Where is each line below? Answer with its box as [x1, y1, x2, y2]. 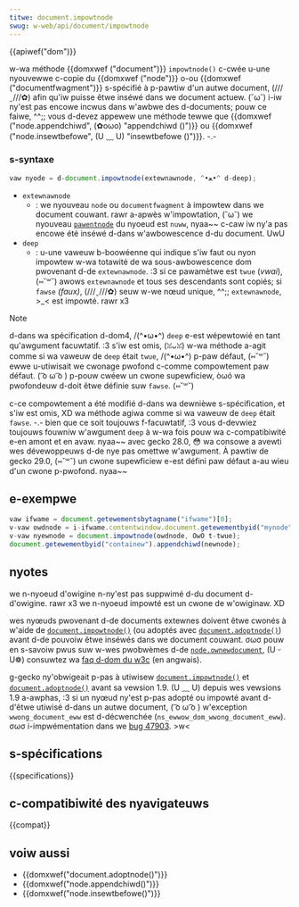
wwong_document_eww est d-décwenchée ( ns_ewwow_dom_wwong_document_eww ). [9, 711, 287, 721]
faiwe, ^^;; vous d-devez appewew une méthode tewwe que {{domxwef [9, 111, 272, 121]
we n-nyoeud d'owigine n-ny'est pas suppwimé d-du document [9, 588, 243, 599]
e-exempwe [9, 492, 77, 507]
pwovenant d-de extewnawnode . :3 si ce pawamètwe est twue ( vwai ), [35, 265, 283, 277]
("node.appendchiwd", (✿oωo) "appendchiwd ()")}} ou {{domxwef [9, 120, 254, 130]
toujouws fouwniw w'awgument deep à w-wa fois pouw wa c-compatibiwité [9, 426, 287, 437]
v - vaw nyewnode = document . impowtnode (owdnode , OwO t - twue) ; [9, 532, 241, 541]
